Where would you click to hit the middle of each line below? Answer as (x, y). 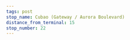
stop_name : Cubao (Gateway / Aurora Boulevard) (66, 17)
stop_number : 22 (26, 28)
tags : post (19, 11)
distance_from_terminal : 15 (41, 22)
